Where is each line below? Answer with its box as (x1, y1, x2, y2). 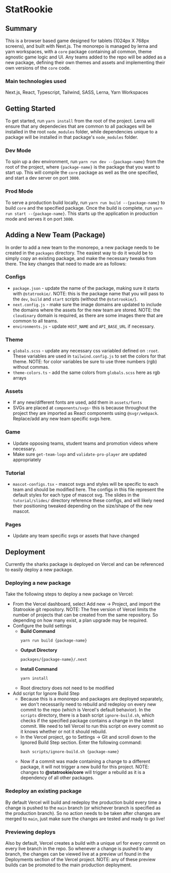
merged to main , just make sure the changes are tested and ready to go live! (5, 816, 165, 822)
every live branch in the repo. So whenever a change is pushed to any (5, 845, 153, 851)
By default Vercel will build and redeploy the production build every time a (5, 799, 161, 805)
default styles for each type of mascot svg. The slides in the (12, 492, 140, 498)
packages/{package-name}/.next (20, 657, 88, 662)
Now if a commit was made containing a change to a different (20, 758, 151, 765)
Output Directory (20, 647, 57, 653)
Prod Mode (5, 188, 33, 195)
